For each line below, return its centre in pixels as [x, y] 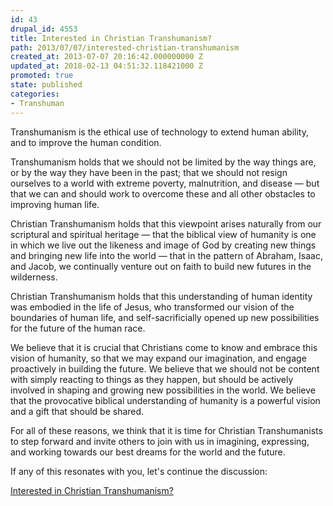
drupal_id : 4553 [44, 29]
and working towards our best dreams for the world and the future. [148, 452]
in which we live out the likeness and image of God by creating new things [163, 245]
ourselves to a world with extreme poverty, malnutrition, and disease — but [165, 183]
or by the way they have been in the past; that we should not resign [149, 172]
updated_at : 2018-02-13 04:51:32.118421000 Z [106, 66]
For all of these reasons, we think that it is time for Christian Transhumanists [166, 430]
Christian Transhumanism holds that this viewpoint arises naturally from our [166, 223]
